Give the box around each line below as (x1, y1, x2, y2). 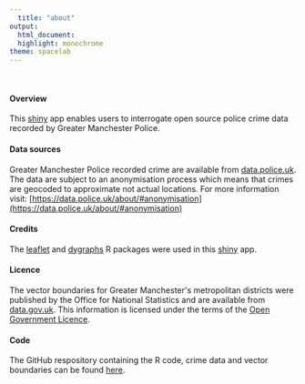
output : (9, 22, 39, 31)
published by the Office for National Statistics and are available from (9, 294, 266, 305)
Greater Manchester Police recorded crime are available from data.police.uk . (9, 164, 297, 175)
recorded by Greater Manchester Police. (9, 123, 161, 134)
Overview (9, 93, 47, 104)
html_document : (17, 30, 76, 39)
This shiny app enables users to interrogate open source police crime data (9, 113, 289, 124)
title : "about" (17, 13, 76, 23)
